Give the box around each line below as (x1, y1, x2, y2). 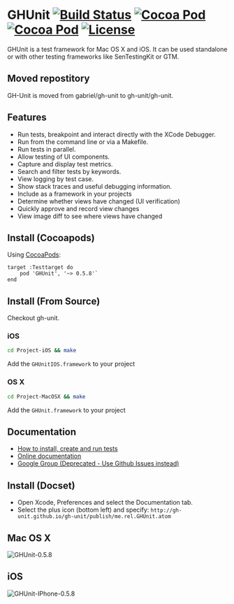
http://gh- (150, 507, 182, 514)
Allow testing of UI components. (17, 152, 110, 161)
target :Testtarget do (7, 264, 73, 271)
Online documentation (17, 452, 82, 461)
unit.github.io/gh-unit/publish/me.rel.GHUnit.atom (17, 513, 171, 520)
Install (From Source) (7, 295, 101, 307)
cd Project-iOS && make (7, 347, 77, 354)
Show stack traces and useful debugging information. (17, 182, 173, 190)
